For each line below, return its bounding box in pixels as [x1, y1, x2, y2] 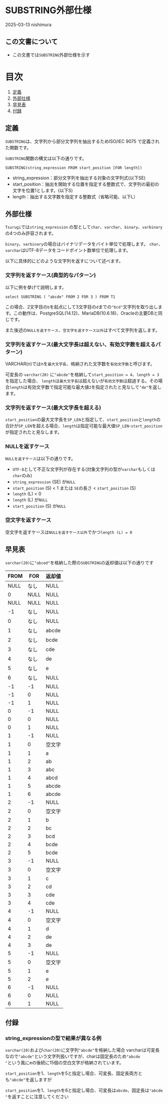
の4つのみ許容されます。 [5, 230, 56, 237]
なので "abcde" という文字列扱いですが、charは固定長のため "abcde [5, 1053, 140, 1060]
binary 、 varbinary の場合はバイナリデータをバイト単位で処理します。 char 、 [5, 241, 163, 247]
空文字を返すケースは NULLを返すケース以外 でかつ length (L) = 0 [5, 529, 132, 535]
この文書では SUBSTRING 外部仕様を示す [12, 51, 90, 58]
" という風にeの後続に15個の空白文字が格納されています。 [5, 1060, 124, 1066]
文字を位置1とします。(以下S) [12, 187, 73, 193]
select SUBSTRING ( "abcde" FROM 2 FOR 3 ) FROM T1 [5, 294, 115, 300]
